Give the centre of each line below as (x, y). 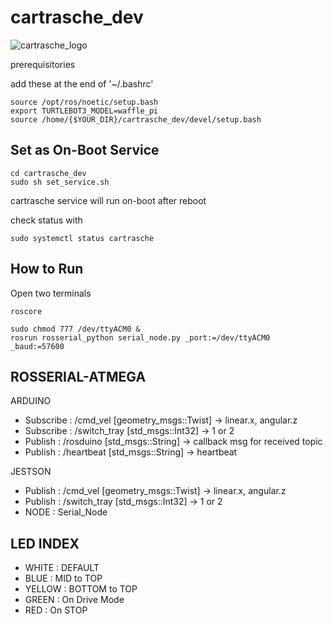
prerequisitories (43, 64)
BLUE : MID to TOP (63, 578)
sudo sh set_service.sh (60, 182)
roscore (26, 311)
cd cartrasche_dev (48, 173)
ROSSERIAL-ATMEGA (78, 376)
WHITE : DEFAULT (62, 568)
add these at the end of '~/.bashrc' (82, 83)
